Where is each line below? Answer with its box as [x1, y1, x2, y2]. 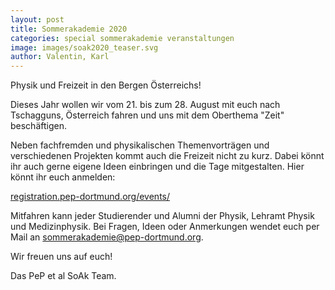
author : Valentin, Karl [10, 52, 110, 62]
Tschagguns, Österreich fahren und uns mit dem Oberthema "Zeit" [10, 109, 285, 121]
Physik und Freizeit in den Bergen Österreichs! [10, 79, 202, 91]
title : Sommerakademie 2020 [10, 24, 128, 34]
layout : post [10, 14, 65, 25]
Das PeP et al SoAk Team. [10, 270, 117, 282]
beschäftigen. [10, 120, 67, 132]
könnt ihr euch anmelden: [10, 171, 116, 183]
